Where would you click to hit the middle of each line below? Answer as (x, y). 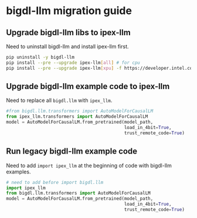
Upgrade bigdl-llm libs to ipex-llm (68, 33)
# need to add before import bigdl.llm (55, 182)
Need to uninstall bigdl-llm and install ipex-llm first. (67, 46)
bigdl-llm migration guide (69, 11)
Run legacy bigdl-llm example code (72, 151)
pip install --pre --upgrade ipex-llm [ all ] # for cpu (73, 63)
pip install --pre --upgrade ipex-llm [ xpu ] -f (64, 68)
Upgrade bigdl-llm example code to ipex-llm (88, 86)
